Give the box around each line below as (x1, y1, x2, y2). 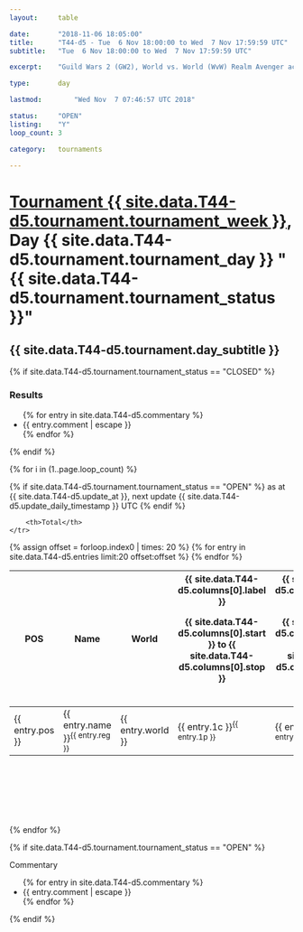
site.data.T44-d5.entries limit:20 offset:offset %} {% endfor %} (9, 551, 243, 562)
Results (9, 389, 43, 402)
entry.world (120, 724, 170, 737)
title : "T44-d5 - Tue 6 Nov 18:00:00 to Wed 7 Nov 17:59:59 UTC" (9, 38, 289, 47)
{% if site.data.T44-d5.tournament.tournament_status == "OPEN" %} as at (9, 480, 286, 492)
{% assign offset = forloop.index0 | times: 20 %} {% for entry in (9, 541, 246, 552)
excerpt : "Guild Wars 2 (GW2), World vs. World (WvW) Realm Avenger (9, 62, 284, 72)
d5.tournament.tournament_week (9, 210, 269, 231)
